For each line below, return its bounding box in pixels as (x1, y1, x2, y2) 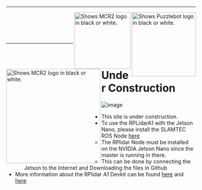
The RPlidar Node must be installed (101, 138, 189, 145)
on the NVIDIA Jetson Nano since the (101, 145, 194, 152)
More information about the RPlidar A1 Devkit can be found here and (14, 170, 184, 178)
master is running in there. (101, 151, 167, 159)
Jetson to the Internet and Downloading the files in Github (23, 164, 167, 171)
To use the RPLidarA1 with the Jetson (101, 119, 194, 127)
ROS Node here (101, 132, 140, 139)
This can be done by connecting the (101, 157, 191, 165)
